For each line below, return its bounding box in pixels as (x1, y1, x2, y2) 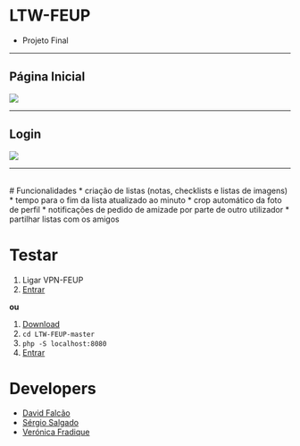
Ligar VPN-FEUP (21, 274, 84, 285)
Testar (9, 245, 58, 265)
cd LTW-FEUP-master (21, 330, 96, 339)
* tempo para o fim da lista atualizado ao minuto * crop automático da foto (9, 194, 283, 206)
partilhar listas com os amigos (9, 214, 120, 224)
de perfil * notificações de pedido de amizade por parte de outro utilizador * (9, 204, 290, 215)
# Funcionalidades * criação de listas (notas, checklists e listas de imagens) (9, 185, 288, 196)
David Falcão (21, 408, 71, 418)
